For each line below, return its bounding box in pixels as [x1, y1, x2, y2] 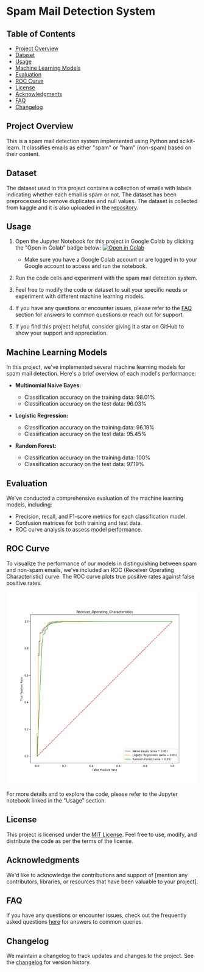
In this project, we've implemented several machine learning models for [6, 363, 186, 371]
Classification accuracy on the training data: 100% [24, 454, 151, 461]
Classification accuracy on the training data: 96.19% [24, 424, 155, 431]
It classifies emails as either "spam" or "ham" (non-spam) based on [22, 144, 192, 151]
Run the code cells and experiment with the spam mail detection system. [15, 274, 198, 282]
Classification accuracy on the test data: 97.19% [24, 461, 144, 468]
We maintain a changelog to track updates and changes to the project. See [6, 952, 194, 960]
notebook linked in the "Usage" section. [6, 796, 107, 804]
